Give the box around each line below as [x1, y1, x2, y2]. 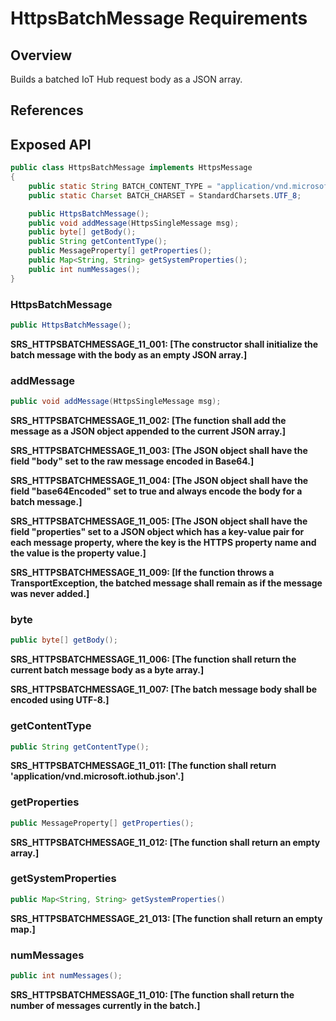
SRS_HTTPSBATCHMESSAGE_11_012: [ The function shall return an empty [10, 836, 321, 848]
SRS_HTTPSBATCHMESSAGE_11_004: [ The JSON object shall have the [10, 475, 309, 487]
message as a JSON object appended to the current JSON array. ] [10, 425, 286, 437]
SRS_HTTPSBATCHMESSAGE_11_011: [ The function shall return [10, 760, 277, 772]
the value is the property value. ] [10, 547, 147, 559]
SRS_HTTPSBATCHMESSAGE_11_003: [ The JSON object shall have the [10, 445, 308, 457]
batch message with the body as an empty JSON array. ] [10, 348, 248, 361]
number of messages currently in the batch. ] [10, 999, 201, 1011]
